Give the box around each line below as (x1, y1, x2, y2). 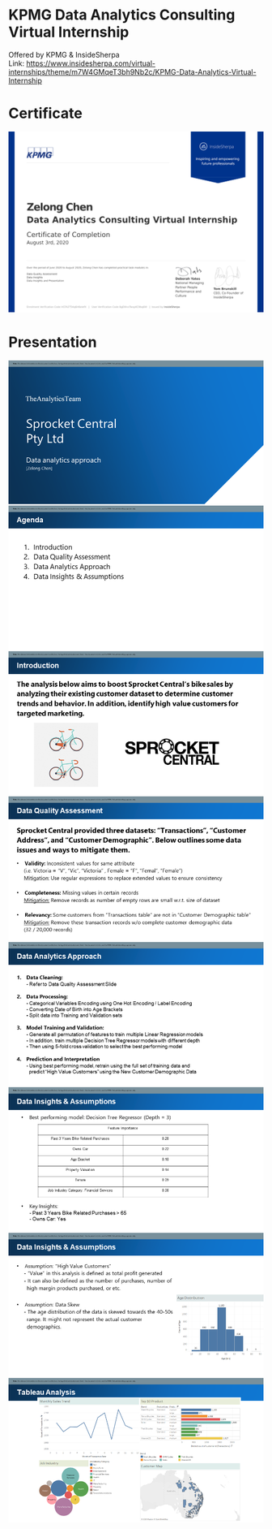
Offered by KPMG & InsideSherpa (8, 50, 120, 59)
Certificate (8, 104, 83, 123)
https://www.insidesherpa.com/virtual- (26, 58, 156, 68)
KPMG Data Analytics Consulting (8, 6, 236, 24)
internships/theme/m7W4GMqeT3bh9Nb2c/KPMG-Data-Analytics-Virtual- (8, 67, 257, 76)
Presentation (8, 333, 97, 351)
